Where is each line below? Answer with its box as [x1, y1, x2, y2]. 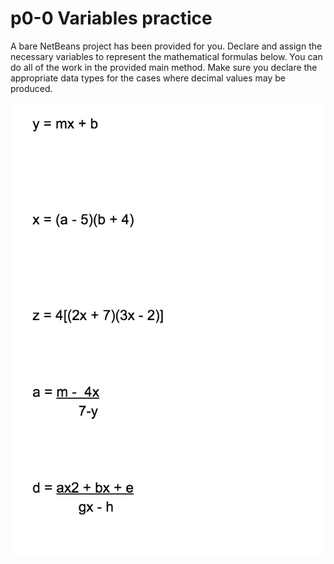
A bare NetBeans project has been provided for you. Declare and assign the [10, 40, 323, 52]
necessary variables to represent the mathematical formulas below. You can [10, 50, 323, 62]
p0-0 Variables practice [10, 7, 213, 30]
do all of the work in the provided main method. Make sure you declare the [10, 61, 318, 73]
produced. [10, 82, 53, 94]
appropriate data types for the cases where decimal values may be [10, 72, 286, 84]
